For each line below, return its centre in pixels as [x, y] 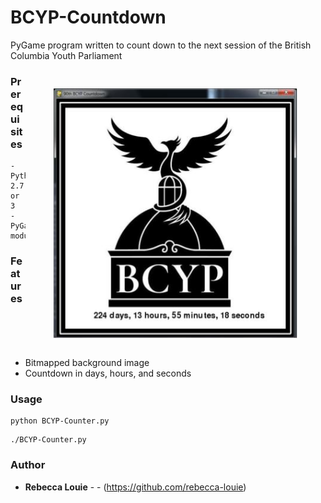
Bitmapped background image [87, 362]
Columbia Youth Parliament [66, 55]
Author [28, 465]
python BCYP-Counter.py [60, 421]
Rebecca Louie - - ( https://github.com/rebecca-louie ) [135, 487]
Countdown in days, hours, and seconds [108, 373]
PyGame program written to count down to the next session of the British [161, 45]
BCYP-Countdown [88, 17]
